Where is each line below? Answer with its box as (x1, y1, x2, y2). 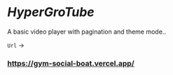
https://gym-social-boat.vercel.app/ (7, 58, 134, 68)
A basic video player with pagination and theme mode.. (7, 27, 167, 36)
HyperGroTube (7, 4, 95, 20)
